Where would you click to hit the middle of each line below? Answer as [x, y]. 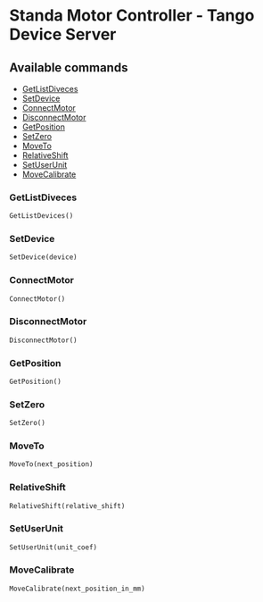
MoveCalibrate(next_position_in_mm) [77, 589]
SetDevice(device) [43, 257]
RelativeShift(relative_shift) [67, 506]
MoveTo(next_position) [51, 464]
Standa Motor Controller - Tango [132, 16]
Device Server [63, 34]
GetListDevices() [41, 216]
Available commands [69, 67]
